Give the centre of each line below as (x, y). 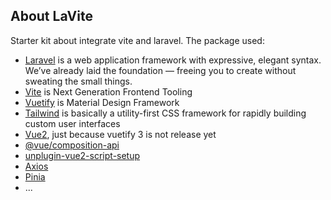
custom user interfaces (72, 123)
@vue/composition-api (72, 145)
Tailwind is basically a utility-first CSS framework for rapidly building (165, 113)
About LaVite (51, 16)
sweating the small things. (78, 81)
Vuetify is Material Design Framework (102, 102)
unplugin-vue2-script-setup (82, 155)
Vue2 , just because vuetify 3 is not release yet (120, 134)
